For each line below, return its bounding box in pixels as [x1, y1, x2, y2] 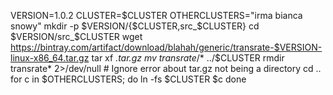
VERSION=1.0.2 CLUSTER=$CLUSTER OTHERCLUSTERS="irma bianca [10, 10, 303, 21]
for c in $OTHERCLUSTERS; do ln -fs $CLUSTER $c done [10, 73, 247, 85]
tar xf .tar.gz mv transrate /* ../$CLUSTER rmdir [91, 52, 285, 64]
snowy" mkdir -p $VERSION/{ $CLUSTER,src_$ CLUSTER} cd [10, 20, 260, 32]
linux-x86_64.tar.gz [10, 52, 90, 64]
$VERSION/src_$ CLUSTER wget [10, 31, 143, 42]
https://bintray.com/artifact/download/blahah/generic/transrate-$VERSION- [10, 41, 323, 53]
